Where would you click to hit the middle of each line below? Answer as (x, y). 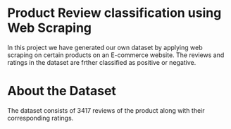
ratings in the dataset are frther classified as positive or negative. (102, 62)
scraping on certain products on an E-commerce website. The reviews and (116, 55)
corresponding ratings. (40, 118)
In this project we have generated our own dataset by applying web (105, 47)
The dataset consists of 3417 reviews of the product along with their (106, 110)
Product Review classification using (114, 13)
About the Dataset (62, 91)
